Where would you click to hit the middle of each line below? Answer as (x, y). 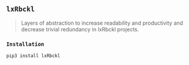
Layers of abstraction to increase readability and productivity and (102, 23)
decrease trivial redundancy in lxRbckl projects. (80, 29)
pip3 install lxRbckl (33, 56)
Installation (25, 44)
